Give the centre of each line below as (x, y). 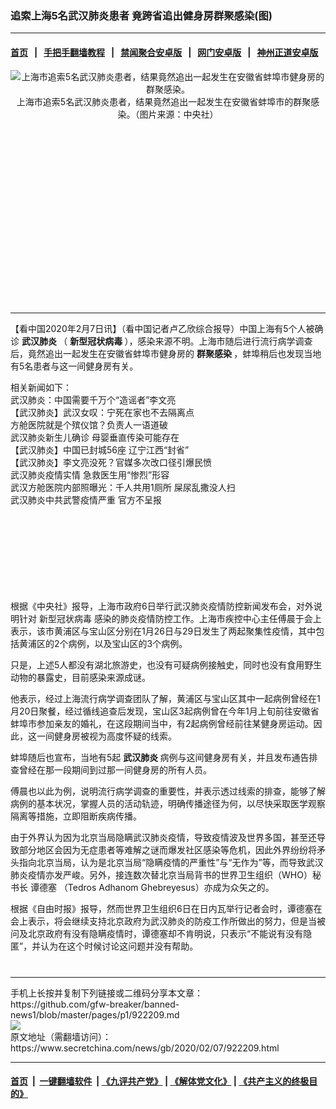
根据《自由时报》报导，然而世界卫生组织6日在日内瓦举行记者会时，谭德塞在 (166, 908)
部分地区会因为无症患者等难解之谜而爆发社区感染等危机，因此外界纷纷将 (167, 849)
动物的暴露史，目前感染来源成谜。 (80, 677)
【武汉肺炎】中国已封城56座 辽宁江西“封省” (100, 449)
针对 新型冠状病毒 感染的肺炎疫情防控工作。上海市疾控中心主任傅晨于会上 (170, 618)
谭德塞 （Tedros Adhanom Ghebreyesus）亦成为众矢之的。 (152, 887)
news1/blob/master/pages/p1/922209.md (95, 1014)
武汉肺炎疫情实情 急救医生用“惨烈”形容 (90, 474)
